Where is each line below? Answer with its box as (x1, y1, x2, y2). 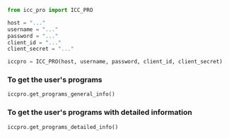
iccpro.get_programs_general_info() (7, 91, 115, 98)
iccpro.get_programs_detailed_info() (7, 123, 119, 130)
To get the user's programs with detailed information (7, 108, 192, 118)
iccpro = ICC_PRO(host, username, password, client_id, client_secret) (7, 58, 223, 65)
